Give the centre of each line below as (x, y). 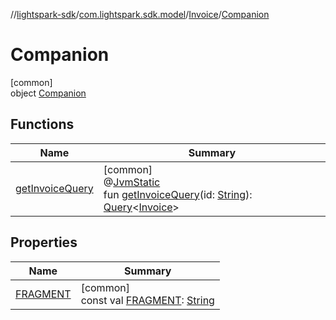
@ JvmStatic (132, 182)
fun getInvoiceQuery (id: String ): (178, 194)
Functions (42, 124)
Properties (44, 242)
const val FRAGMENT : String (147, 300)
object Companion (48, 93)
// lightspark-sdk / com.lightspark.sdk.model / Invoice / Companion (140, 14)
